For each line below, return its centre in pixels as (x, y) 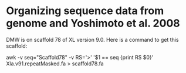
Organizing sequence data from (85, 11)
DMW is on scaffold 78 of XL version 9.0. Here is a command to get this (92, 39)
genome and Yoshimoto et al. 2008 (93, 23)
